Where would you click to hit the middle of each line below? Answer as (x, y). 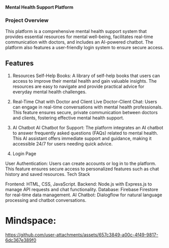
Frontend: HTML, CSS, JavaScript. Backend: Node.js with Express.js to (79, 184)
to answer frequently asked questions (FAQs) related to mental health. (85, 133)
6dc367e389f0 (21, 240)
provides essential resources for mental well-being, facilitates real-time (79, 37)
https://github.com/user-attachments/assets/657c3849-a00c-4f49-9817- (82, 235)
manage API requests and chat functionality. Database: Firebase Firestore (82, 189)
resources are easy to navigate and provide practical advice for (78, 86)
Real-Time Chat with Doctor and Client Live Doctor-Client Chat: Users (85, 101)
